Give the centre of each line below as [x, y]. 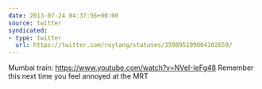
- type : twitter [35, 38]
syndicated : [28, 30]
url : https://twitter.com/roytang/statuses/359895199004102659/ [124, 45]
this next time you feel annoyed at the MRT [78, 76]
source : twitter [35, 23]
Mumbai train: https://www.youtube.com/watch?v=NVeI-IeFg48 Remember [131, 68]
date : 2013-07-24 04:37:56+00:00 [64, 15]
